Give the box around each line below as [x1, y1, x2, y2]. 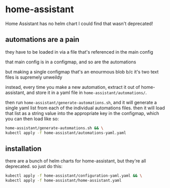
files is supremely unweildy [5, 74, 63, 80]
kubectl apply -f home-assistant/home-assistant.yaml [5, 178, 122, 183]
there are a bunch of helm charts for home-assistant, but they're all [5, 158, 146, 164]
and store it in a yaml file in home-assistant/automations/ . [26, 89, 147, 96]
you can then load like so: [5, 115, 59, 122]
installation [5, 144, 42, 153]
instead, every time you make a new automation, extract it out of [5, 84, 140, 90]
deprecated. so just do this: [5, 163, 63, 170]
